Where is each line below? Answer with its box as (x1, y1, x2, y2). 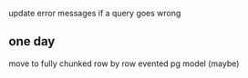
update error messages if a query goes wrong (8, 8, 181, 18)
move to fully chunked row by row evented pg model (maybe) (8, 58, 240, 69)
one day (8, 34, 56, 49)
